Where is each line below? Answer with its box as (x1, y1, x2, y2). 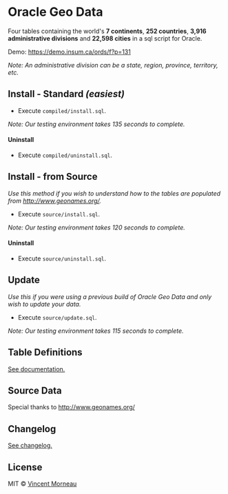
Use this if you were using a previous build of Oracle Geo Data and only (8, 292, 212, 300)
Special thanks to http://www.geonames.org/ (8, 403, 135, 411)
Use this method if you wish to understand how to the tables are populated (8, 189, 221, 197)
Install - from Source (8, 171, 98, 183)
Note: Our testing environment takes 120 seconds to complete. (8, 223, 185, 231)
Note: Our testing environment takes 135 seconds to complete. (8, 120, 185, 128)
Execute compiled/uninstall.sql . (17, 151, 113, 159)
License (8, 461, 43, 473)
